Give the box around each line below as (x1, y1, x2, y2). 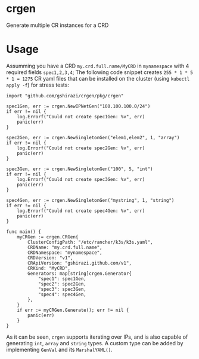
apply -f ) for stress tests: (6, 81, 70, 88)
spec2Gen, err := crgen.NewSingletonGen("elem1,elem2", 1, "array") (6, 134, 180, 140)
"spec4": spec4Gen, (38, 292, 86, 297)
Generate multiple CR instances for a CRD (6, 22, 109, 29)
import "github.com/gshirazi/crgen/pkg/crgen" (6, 93, 124, 99)
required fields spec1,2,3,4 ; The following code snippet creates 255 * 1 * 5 (6, 68, 194, 76)
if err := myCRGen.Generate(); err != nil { (17, 307, 129, 313)
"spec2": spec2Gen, (38, 281, 86, 287)
